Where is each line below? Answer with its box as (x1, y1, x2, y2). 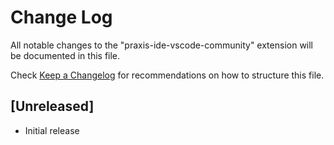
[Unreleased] (10, 98, 95, 115)
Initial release (24, 124, 80, 136)
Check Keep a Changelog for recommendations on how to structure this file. (10, 69, 325, 81)
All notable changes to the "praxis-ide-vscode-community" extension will (10, 39, 314, 51)
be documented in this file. (10, 49, 121, 61)
